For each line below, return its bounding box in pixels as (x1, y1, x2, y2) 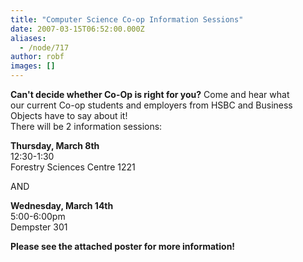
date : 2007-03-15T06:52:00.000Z (10, 24, 145, 34)
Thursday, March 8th (10, 140, 100, 151)
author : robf (10, 52, 65, 62)
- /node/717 (19, 42, 70, 53)
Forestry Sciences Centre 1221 (10, 161, 136, 173)
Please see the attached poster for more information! (10, 241, 236, 252)
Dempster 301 (10, 221, 68, 233)
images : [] (10, 61, 56, 71)
